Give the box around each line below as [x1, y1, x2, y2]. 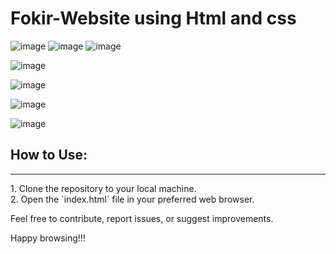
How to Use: [10, 147, 88, 164]
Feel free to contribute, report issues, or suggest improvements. [10, 212, 274, 224]
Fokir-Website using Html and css [10, 7, 297, 30]
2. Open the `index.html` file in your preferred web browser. [10, 193, 255, 205]
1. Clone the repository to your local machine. [10, 182, 197, 194]
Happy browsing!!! [10, 232, 86, 244]
